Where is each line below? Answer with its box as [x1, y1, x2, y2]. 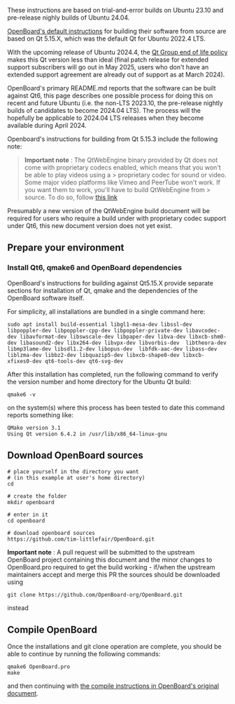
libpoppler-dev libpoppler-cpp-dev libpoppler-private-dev [7, 327, 183, 334]
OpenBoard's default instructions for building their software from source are [7, 27, 227, 35]
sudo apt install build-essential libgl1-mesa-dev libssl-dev [7, 320, 192, 328]
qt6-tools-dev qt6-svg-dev [44, 358, 124, 365]
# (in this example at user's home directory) [7, 474, 145, 481]
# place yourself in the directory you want [7, 468, 139, 475]
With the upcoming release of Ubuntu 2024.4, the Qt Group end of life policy [7, 48, 228, 56]
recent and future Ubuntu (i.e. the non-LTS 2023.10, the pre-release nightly [7, 99, 224, 107]
